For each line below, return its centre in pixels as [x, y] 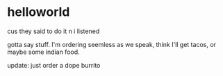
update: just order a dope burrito [54, 65]
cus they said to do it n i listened [53, 31]
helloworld [39, 12]
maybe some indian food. [43, 52]
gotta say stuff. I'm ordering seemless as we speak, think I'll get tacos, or [112, 44]
